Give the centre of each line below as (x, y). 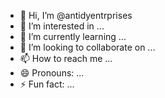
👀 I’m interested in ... (62, 26)
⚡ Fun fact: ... (47, 84)
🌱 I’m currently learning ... (73, 36)
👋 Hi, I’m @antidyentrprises (76, 15)
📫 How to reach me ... (66, 58)
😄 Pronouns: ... (52, 73)
